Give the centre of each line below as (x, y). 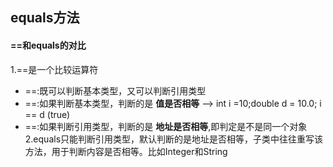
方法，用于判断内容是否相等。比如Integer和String (126, 151)
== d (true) (47, 114)
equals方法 (45, 18)
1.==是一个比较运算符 (54, 69)
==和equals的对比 (48, 45)
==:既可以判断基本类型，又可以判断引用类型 (115, 90)
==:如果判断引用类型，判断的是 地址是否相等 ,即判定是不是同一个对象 (166, 126)
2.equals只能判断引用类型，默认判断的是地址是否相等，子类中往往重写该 (174, 139)
